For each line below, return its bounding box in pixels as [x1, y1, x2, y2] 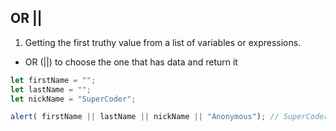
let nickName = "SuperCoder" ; [10, 94, 137, 104]
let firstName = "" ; [10, 75, 97, 85]
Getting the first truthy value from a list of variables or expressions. [24, 36, 302, 48]
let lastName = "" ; [10, 84, 92, 95]
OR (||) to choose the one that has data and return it [24, 56, 238, 68]
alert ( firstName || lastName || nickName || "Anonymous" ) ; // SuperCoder [10, 112, 329, 122]
